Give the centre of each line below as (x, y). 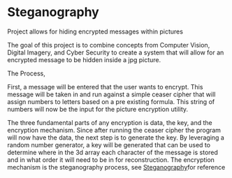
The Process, (26, 73)
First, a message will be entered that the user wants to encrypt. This (105, 87)
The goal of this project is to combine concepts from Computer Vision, (109, 45)
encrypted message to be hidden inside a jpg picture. (84, 59)
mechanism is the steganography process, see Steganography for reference (116, 167)
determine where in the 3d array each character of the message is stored (113, 152)
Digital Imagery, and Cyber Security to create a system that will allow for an (116, 52)
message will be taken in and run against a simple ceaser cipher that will (111, 94)
